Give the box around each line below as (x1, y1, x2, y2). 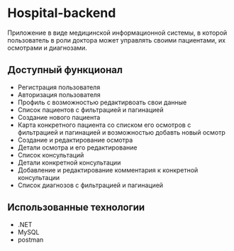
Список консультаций (17, 150, 84, 159)
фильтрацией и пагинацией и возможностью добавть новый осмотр (17, 128, 225, 136)
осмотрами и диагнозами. (7, 43, 87, 52)
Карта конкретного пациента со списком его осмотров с (17, 121, 191, 129)
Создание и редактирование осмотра (17, 135, 133, 144)
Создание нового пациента (17, 113, 101, 121)
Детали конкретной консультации (17, 158, 121, 167)
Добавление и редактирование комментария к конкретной (17, 165, 199, 174)
